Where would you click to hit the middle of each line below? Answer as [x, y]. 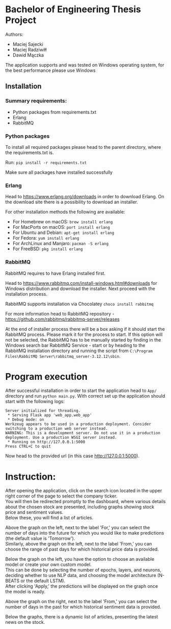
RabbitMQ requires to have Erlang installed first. [55, 273]
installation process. [26, 294]
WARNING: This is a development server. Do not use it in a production [83, 433]
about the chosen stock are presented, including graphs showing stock [80, 507]
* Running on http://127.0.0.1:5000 [46, 442]
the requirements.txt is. [30, 152]
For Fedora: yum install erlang [46, 238]
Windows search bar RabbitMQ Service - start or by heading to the [75, 345]
